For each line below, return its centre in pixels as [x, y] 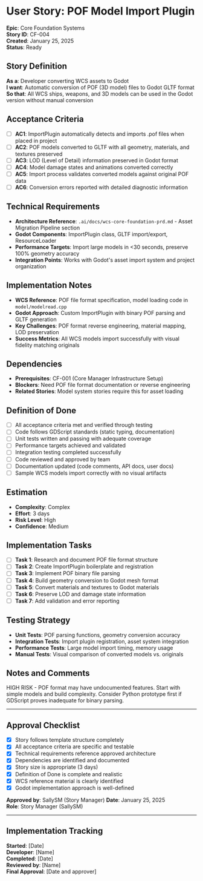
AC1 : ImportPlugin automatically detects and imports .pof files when [99, 134]
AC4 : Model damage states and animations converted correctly [94, 167]
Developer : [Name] [30, 852]
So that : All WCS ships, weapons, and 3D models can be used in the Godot [100, 94]
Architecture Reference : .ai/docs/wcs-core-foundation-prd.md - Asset [104, 221]
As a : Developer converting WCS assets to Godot [68, 81]
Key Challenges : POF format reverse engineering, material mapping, [100, 326]
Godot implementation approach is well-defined [74, 788]
